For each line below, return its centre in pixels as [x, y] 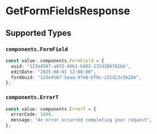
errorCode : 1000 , [32, 114]
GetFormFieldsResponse [68, 11]
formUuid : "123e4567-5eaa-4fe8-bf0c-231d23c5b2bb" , [76, 77]
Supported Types [39, 33]
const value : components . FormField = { [55, 61]
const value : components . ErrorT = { [51, 109]
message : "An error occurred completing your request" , [81, 120]
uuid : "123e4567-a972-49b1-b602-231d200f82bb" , [71, 66]
